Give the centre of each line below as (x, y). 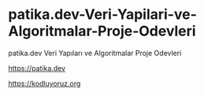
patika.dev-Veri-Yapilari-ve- (102, 15)
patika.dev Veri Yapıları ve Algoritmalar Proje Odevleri (95, 53)
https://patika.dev (37, 68)
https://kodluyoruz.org (45, 83)
